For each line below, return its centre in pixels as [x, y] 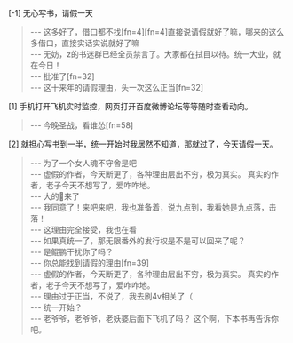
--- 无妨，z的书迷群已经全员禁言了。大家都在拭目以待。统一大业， [151, 54]
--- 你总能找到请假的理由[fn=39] [90, 263]
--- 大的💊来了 [55, 196]
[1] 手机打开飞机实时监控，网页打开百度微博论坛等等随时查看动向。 [131, 106]
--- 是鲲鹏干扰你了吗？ [72, 252]
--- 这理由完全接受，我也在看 [83, 230]
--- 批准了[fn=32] [62, 76]
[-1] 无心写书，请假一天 [51, 13]
